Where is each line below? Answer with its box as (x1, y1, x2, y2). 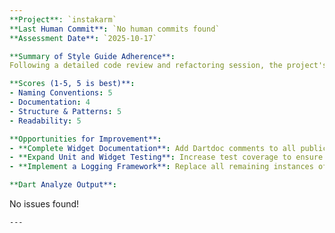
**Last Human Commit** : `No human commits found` (9, 24, 221, 34)
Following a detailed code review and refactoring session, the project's (9, 61, 328, 71)
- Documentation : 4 (9, 97, 91, 107)
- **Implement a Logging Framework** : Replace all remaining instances (9, 162, 314, 172)
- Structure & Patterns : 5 (9, 106, 122, 116)
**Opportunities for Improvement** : (9, 134, 162, 144)
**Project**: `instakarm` (9, 14, 117, 25)
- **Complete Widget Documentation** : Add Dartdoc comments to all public (9, 143, 328, 153)
